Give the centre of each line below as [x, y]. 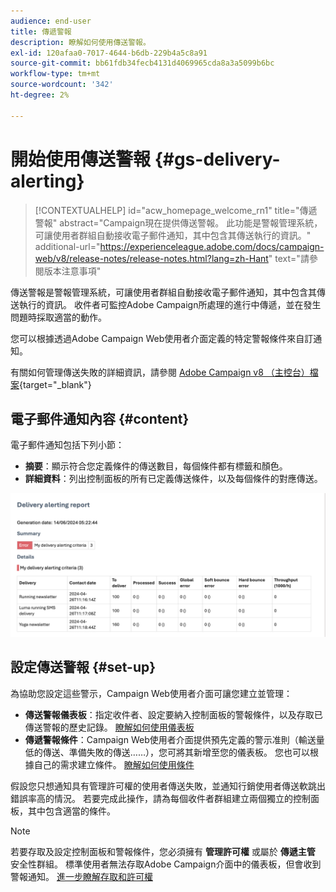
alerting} [47, 181]
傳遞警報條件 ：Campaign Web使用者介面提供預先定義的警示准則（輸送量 [174, 739]
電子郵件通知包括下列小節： [67, 445]
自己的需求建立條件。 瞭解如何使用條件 [114, 764]
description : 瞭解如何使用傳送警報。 [80, 42]
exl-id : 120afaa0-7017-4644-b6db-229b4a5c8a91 [109, 53]
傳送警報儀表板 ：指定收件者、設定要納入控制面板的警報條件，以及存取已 [173, 714]
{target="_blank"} [55, 384]
